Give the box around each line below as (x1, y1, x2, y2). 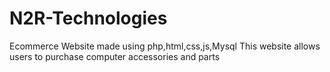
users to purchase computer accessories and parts (9, 50, 221, 62)
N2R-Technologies (9, 7, 168, 30)
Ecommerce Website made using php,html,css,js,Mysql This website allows (9, 40, 321, 52)
